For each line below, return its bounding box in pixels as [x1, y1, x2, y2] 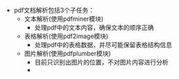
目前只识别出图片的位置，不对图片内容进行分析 [34, 58, 169, 66]
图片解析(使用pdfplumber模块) [24, 49, 111, 58]
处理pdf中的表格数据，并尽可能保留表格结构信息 [34, 41, 172, 49]
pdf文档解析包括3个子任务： [13, 6, 95, 14]
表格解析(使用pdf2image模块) [24, 32, 109, 40]
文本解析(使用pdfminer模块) [24, 15, 104, 23]
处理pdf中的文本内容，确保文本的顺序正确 [34, 24, 154, 31]
